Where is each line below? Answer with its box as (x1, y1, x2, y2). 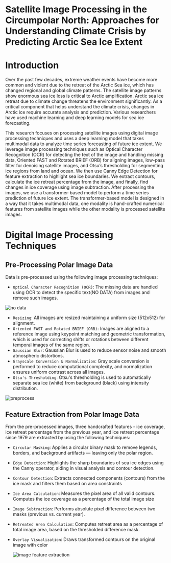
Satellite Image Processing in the (5, 4, 147, 15)
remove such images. (12, 295, 58, 301)
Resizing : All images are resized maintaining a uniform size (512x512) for (12, 314, 165, 321)
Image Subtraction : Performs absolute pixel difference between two (12, 505, 156, 512)
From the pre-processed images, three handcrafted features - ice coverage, (5, 423, 165, 430)
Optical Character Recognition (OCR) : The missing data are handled (12, 284, 158, 290)
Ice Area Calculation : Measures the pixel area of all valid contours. (12, 490, 156, 497)
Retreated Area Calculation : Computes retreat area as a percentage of (12, 521, 163, 527)
